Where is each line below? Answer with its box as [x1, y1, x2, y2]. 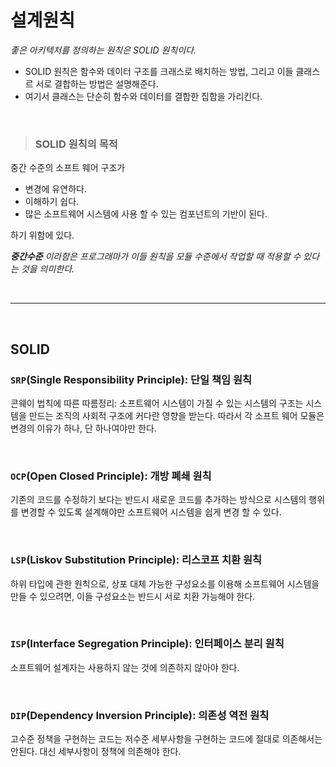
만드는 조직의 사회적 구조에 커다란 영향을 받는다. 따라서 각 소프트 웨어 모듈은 [28, 409, 325, 421]
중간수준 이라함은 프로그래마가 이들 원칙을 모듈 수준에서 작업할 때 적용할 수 [10, 251, 302, 263]
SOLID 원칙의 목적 [34, 137, 118, 151]
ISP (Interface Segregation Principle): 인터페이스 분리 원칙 [10, 637, 285, 651]
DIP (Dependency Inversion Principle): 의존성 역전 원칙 [10, 708, 270, 722]
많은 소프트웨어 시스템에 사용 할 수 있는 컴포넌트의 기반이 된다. [24, 208, 268, 220]
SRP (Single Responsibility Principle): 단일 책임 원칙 [10, 372, 253, 386]
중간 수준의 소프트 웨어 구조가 [10, 162, 126, 174]
